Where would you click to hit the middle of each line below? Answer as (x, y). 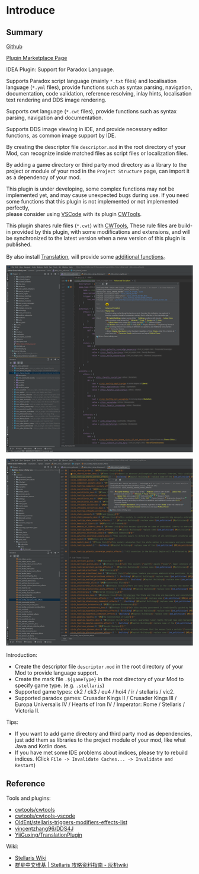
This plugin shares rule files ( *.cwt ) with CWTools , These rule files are (92, 225)
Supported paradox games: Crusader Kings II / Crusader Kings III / (96, 698)
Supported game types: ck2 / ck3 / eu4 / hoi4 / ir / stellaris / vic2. (94, 692)
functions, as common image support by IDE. (61, 135)
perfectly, (18, 208)
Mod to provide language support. (57, 673)
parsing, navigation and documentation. (55, 117)
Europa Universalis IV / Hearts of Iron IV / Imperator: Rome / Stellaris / (100, 704)
